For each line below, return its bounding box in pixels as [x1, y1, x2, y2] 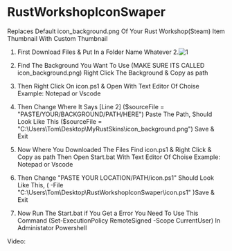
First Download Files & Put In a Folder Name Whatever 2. [17, 48, 179, 56]
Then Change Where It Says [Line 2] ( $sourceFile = [17, 102, 165, 111]
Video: [7, 236, 26, 245]
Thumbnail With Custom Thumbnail [7, 34, 108, 42]
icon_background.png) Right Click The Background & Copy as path [17, 68, 208, 77]
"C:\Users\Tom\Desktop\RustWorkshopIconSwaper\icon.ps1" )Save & [17, 188, 215, 196]
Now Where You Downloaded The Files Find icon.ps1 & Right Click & [17, 145, 212, 154]
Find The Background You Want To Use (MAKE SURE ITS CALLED [17, 61, 205, 69]
